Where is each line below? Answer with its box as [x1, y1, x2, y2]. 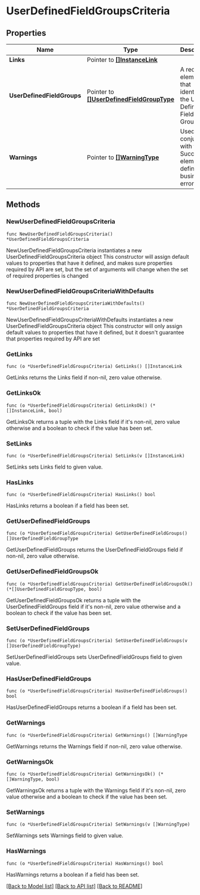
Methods [6, 200, 40, 210]
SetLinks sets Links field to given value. [6, 463, 103, 470]
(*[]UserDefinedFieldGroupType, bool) [6, 586, 102, 592]
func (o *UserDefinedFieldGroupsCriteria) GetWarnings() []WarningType [6, 732, 187, 738]
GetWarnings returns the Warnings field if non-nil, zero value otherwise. [6, 742, 183, 750]
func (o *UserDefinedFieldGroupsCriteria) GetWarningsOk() [6, 771, 156, 777]
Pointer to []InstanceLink [87, 55, 158, 64]
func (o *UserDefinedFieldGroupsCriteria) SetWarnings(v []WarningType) [6, 822, 190, 828]
